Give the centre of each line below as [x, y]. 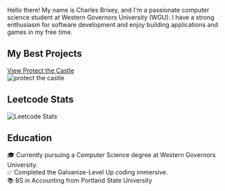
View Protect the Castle [41, 70]
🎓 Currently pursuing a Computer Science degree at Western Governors [111, 155]
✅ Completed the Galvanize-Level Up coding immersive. [88, 172]
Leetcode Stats [40, 100]
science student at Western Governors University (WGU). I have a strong [111, 17]
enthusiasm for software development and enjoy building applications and [112, 25]
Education [30, 138]
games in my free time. [40, 32]
